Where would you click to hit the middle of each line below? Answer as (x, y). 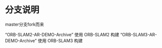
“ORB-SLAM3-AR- (138, 34)
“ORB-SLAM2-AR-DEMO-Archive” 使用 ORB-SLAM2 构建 (62, 34)
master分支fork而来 (25, 24)
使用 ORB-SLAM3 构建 (60, 40)
